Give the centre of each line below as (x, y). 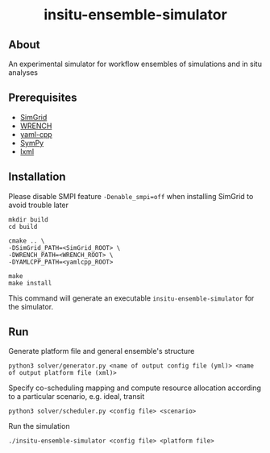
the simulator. (31, 306)
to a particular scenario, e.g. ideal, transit (77, 397)
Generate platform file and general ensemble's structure (102, 351)
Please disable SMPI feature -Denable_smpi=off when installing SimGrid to (131, 196)
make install (30, 283)
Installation (37, 177)
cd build (23, 226)
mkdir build (28, 219)
